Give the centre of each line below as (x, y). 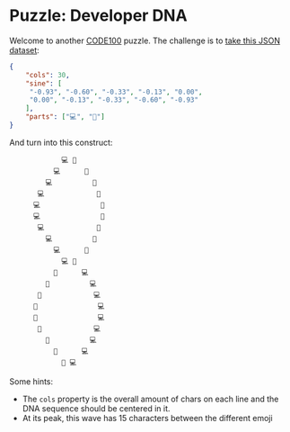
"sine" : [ (44, 83)
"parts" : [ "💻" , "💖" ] (65, 117)
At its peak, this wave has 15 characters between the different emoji (147, 418)
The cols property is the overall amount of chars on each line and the (150, 399)
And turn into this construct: (61, 142)
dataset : (25, 49)
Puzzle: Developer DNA (98, 16)
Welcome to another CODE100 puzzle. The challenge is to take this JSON (145, 40)
